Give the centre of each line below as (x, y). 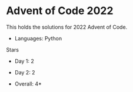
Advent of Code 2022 (60, 11)
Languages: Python (38, 38)
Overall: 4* (28, 84)
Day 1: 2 (24, 61)
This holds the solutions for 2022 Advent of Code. (67, 27)
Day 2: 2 (25, 72)
